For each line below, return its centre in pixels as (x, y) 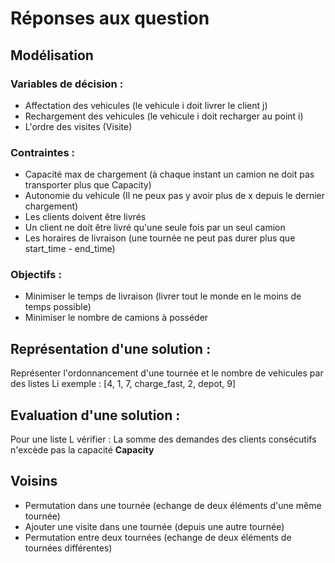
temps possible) (58, 307)
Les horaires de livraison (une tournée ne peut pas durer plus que (160, 238)
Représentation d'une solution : (111, 348)
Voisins (34, 481)
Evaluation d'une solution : (95, 415)
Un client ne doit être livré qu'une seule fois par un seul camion (155, 228)
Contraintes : (42, 152)
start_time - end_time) (70, 249)
